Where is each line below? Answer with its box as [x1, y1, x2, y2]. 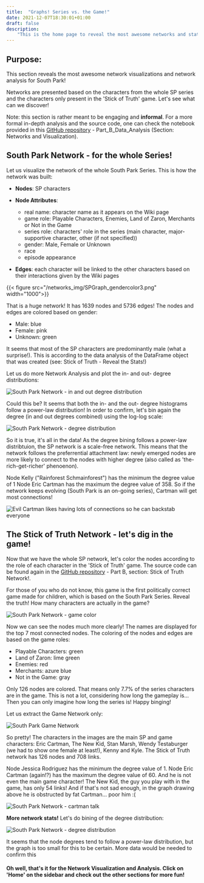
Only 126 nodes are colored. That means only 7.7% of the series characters [6, 685, 194, 692]
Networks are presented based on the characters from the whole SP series [6, 88, 194, 96]
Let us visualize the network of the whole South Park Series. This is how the [6, 166, 196, 174]
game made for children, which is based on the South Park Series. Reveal [6, 593, 190, 600]
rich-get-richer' [6, 462, 46, 470]
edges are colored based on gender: [6, 308, 98, 315]
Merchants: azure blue [15, 667, 72, 674]
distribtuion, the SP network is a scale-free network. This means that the [6, 443, 188, 450]
